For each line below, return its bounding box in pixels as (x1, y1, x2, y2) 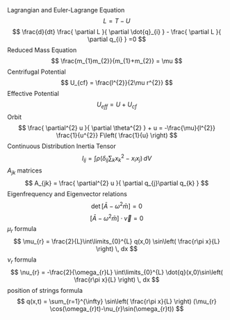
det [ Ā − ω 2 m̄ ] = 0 (91, 201, 142, 210)
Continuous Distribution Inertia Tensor (7, 142, 116, 150)
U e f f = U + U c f (96, 100, 138, 110)
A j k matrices (7, 166, 42, 177)
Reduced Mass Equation (7, 46, 77, 54)
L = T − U (103, 17, 131, 25)
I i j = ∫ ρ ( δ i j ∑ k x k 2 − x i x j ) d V (81, 152, 152, 164)
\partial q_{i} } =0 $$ (87, 35, 147, 43)
